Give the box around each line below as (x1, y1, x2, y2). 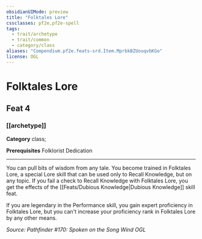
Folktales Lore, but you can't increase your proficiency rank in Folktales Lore (6, 208, 196, 215)
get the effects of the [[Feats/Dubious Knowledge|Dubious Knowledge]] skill (6, 183, 195, 190)
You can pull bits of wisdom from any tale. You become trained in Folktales (6, 164, 191, 172)
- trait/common (11, 37, 50, 43)
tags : (6, 25, 20, 32)
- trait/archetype (11, 31, 58, 37)
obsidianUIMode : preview (6, 8, 69, 15)
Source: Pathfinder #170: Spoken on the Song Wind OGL (6, 226, 146, 233)
